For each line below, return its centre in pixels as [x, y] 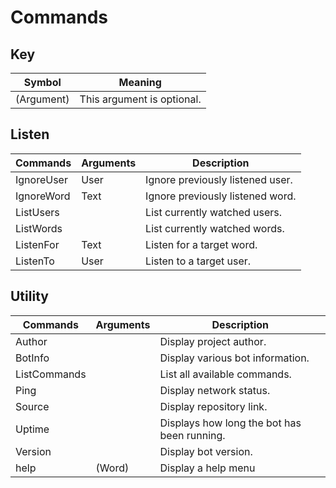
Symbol [42, 82]
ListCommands [51, 374]
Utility [29, 296]
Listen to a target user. [198, 261]
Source [32, 406]
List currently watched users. [214, 212]
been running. [192, 435]
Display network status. [215, 390]
